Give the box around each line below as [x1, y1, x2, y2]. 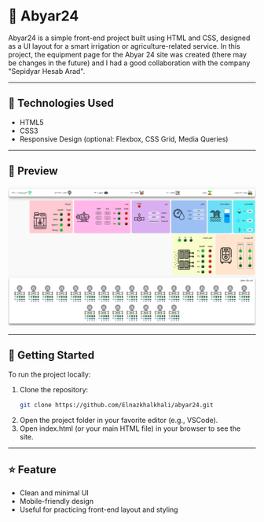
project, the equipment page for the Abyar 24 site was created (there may [8, 50, 247, 59]
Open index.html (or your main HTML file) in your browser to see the [19, 424, 241, 433]
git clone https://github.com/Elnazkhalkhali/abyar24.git [19, 401, 214, 409]
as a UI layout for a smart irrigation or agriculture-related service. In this [8, 41, 241, 50]
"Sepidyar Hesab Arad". [8, 66, 86, 75]
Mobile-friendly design [19, 496, 94, 505]
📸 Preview [8, 164, 58, 178]
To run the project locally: [8, 369, 91, 379]
